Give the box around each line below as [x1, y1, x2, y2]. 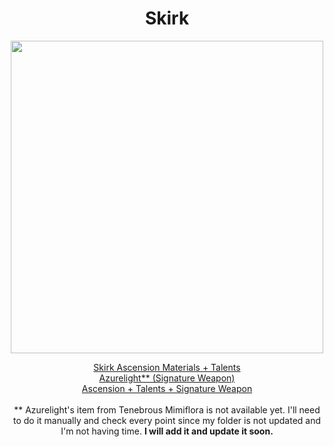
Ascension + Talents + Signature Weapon [81, 382, 253, 394]
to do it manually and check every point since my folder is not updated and [12, 414, 322, 426]
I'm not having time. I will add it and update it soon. [60, 425, 274, 437]
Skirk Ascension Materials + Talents [93, 361, 241, 373]
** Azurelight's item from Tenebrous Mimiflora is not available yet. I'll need [13, 403, 321, 416]
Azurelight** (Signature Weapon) [98, 372, 236, 384]
